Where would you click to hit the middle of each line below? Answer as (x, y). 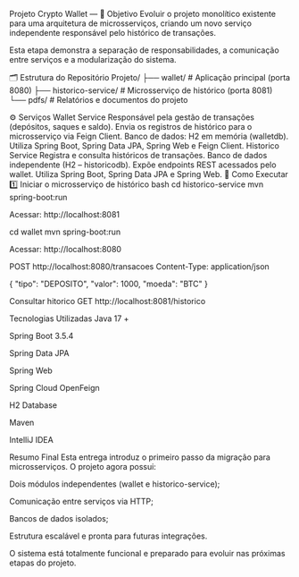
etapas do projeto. (43, 563)
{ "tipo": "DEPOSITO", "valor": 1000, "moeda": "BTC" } (108, 284)
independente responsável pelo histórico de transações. (113, 33)
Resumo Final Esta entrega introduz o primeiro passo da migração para (140, 457)
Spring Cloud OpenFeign (54, 388)
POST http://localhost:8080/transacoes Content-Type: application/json (139, 267)
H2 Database (33, 405)
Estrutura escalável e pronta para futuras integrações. (108, 536)
